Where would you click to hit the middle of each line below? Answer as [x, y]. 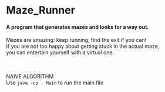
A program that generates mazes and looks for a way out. [78, 27]
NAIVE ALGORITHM [30, 77]
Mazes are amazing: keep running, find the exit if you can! [76, 40]
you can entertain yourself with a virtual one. [60, 52]
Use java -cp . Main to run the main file [55, 83]
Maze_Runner [41, 10]
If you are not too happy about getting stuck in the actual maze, [83, 46]
